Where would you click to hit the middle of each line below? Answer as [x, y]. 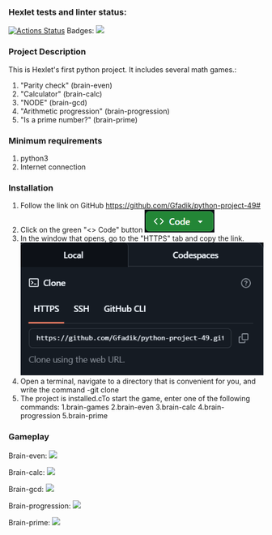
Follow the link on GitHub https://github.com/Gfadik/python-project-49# [140, 206]
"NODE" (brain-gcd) [53, 102]
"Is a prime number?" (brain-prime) [79, 119]
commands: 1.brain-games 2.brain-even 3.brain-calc [108, 407]
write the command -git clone [70, 390]
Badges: [81, 31]
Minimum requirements [55, 140]
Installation [31, 187]
